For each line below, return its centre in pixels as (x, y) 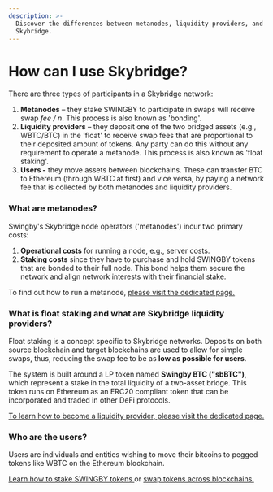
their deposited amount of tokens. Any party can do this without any (134, 144)
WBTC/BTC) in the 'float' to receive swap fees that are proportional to (136, 136)
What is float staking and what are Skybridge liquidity (117, 313)
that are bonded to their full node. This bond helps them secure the (132, 268)
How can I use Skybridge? (98, 71)
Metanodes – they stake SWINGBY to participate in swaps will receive (138, 110)
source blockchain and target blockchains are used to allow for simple (126, 350)
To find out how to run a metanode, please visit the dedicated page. (122, 292)
